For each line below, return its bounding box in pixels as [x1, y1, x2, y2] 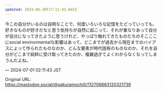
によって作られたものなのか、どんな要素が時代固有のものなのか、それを [9, 45, 154, 51]
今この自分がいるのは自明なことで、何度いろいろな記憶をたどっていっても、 [5, 21, 157, 27]
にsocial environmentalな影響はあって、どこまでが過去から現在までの [5, 39, 144, 45]
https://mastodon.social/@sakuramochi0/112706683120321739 [5, 81, 131, 87]
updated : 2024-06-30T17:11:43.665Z [5, 7, 77, 12]
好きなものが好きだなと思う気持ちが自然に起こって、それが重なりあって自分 [5, 27, 157, 33]
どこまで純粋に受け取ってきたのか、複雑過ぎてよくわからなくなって [13, 51, 149, 57]
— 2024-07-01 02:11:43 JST [5, 67, 62, 73]
